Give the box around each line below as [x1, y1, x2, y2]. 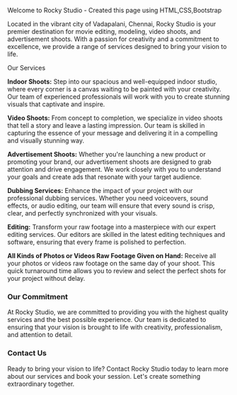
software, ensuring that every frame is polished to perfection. [7, 238, 186, 246]
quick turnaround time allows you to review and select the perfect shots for [7, 267, 226, 275]
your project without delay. [7, 274, 86, 282]
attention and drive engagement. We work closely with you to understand [7, 165, 221, 173]
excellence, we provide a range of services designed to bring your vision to [7, 43, 227, 50]
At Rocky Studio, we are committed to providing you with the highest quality [7, 308, 229, 316]
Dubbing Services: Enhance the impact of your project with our [7, 187, 193, 194]
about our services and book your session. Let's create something [7, 372, 200, 380]
